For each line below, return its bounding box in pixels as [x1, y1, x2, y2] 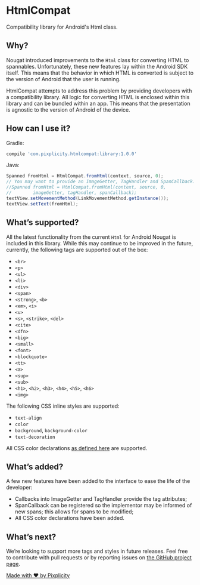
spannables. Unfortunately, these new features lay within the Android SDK [6, 63, 188, 70]
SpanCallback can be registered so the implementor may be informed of [14, 502, 192, 509]
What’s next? [6, 532, 57, 542]
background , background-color [14, 426, 87, 433]
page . [6, 561, 21, 568]
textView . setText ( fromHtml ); [6, 201, 79, 207]
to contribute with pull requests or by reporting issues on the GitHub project [6, 554, 192, 561]
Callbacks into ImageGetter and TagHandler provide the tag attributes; [14, 495, 187, 503]
